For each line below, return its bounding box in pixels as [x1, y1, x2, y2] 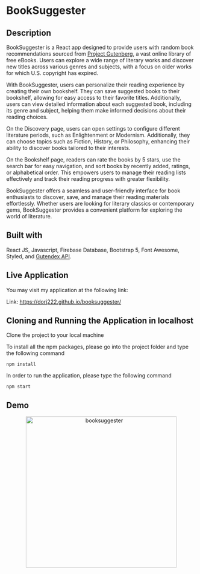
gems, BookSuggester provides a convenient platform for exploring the [6, 206, 183, 214]
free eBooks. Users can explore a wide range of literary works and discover [6, 57, 194, 64]
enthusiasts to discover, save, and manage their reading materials [6, 194, 169, 200]
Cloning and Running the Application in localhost [6, 316, 194, 326]
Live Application [6, 270, 69, 281]
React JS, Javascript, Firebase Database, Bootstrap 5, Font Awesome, [6, 246, 180, 253]
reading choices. [6, 113, 48, 120]
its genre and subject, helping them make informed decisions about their [6, 107, 187, 114]
